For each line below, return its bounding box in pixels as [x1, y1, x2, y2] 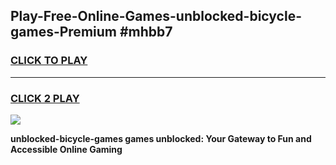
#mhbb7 [119, 24, 173, 41]
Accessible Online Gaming [10, 143, 123, 155]
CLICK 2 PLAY [10, 91, 80, 105]
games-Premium [10, 24, 117, 41]
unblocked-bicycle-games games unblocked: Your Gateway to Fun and [10, 132, 312, 144]
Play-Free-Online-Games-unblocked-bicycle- [10, 8, 302, 25]
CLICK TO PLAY [10, 54, 88, 68]
